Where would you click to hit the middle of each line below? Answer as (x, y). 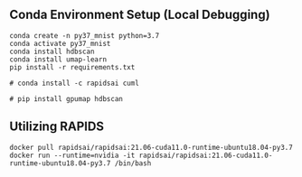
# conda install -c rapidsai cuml (75, 83)
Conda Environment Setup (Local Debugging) (140, 15)
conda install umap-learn (58, 59)
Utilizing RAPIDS (57, 127)
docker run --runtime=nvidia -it (72, 155)
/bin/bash (133, 163)
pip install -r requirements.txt (72, 67)
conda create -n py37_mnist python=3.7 (85, 35)
